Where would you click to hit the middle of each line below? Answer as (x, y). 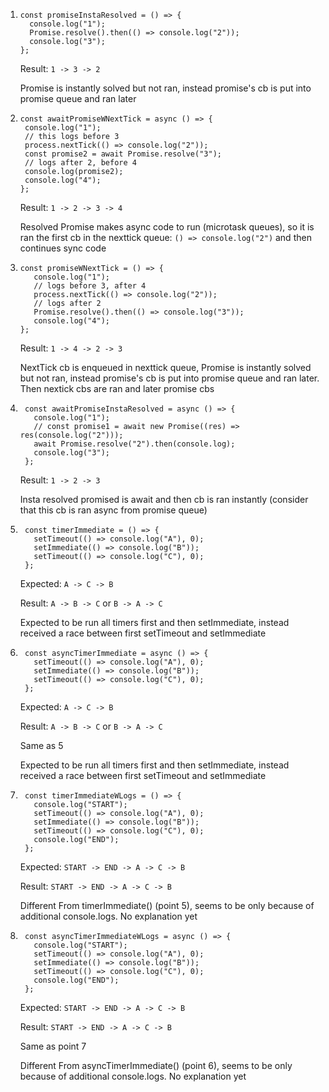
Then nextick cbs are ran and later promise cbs (117, 388)
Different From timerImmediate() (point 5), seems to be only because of (167, 905)
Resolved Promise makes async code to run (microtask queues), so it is (167, 227)
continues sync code (63, 248)
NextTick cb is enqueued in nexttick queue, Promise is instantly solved (165, 367)
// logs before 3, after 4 (90, 286)
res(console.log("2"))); (71, 435)
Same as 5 (41, 745)
